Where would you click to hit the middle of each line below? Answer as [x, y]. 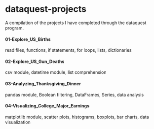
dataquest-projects [46, 9]
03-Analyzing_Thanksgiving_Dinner [43, 83]
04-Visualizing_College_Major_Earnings [47, 106]
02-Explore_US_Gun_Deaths [35, 61]
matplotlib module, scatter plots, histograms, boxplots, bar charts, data [77, 117]
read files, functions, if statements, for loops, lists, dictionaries [68, 50]
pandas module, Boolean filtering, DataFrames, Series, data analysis [75, 95]
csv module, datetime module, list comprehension [56, 72]
